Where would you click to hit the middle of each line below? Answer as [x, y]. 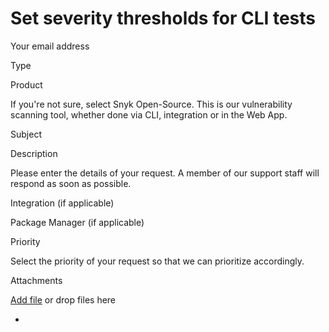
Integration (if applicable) [62, 203]
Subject [26, 134]
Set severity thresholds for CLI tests [163, 18]
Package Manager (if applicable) [77, 222]
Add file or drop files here [63, 299]
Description [34, 153]
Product [26, 84]
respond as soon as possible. [71, 183]
